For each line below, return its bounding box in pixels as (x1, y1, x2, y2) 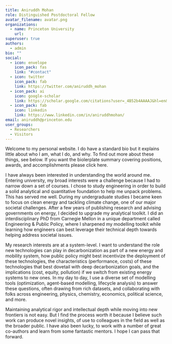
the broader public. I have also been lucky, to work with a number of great (5, 323, 161, 329)
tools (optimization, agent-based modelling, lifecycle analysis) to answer (5, 280, 158, 286)
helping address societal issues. (5, 232, 73, 238)
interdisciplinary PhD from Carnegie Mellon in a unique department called (5, 216, 160, 222)
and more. (5, 296, 27, 303)
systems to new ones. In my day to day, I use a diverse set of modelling (5, 275, 156, 281)
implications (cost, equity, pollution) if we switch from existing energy (5, 269, 152, 275)
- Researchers (10, 127, 40, 132)
